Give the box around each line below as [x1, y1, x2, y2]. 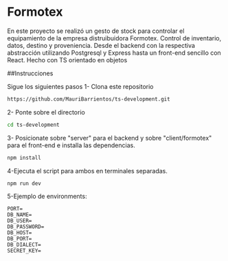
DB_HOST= [7, 229, 32, 236]
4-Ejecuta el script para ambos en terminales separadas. [7, 166, 168, 175]
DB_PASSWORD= [7, 223, 45, 230]
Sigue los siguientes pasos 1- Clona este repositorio [7, 82, 154, 90]
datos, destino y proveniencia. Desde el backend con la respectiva [7, 41, 196, 49]
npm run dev [7, 179, 41, 187]
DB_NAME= [7, 212, 32, 219]
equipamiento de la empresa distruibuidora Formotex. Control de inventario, [7, 34, 222, 42]
